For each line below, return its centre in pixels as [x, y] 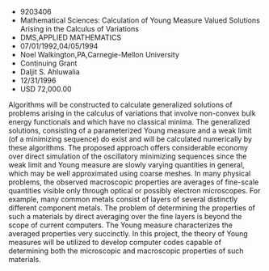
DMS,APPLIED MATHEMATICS [71, 37]
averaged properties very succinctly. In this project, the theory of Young [128, 233]
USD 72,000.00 [46, 89]
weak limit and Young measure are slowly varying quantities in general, [126, 165]
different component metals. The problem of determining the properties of [132, 208]
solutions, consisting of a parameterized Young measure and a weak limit [130, 130]
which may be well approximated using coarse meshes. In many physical [130, 174]
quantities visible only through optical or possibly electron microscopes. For [134, 191]
